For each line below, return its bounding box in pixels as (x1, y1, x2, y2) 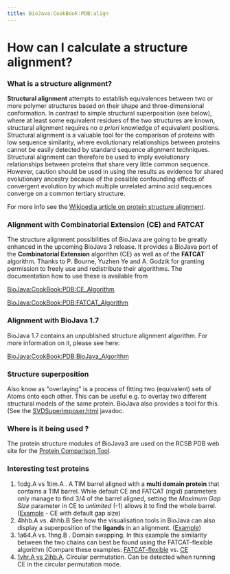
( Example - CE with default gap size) (16, 509, 122, 517)
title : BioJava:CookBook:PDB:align (7, 10, 109, 17)
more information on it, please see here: (7, 338, 120, 347)
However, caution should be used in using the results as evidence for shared (7, 168, 224, 176)
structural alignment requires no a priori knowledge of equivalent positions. (7, 124, 220, 132)
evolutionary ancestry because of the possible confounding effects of (7, 175, 205, 183)
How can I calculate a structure (7, 39, 188, 55)
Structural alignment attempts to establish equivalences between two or (7, 94, 214, 103)
